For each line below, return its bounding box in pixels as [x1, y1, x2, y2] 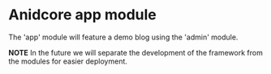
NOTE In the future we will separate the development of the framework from [8, 47, 264, 57]
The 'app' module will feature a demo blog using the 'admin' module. [8, 32, 239, 42]
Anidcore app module [8, 6, 157, 24]
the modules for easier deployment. [8, 56, 128, 66]
